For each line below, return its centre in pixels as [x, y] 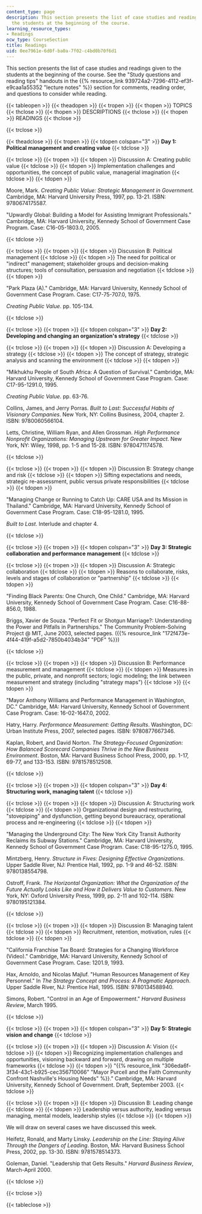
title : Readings [26, 46]
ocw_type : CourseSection [37, 40]
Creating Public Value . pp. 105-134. [50, 306]
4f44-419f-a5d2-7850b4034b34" [48, 639]
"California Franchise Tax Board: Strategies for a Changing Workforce [92, 950]
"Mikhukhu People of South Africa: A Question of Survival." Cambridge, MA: [100, 372]
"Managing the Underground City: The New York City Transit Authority [93, 834]
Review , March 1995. [32, 1005]
